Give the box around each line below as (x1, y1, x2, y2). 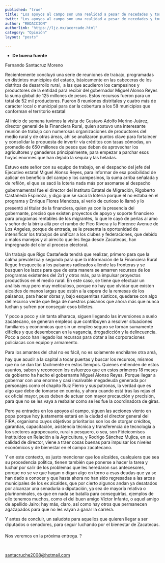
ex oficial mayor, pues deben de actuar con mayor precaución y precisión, (5, 393, 155, 399)
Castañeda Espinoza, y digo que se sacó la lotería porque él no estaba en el (5, 192, 159, 198)
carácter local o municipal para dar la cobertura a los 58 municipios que (5, 103, 151, 109)
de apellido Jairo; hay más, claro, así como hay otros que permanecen (5, 501, 147, 507)
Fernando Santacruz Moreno (5, 62, 63, 68)
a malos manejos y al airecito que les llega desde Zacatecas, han (5, 236, 137, 242)
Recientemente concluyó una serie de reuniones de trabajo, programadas (5, 71, 154, 77)
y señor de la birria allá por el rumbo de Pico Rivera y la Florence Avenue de (5, 220, 159, 227)
